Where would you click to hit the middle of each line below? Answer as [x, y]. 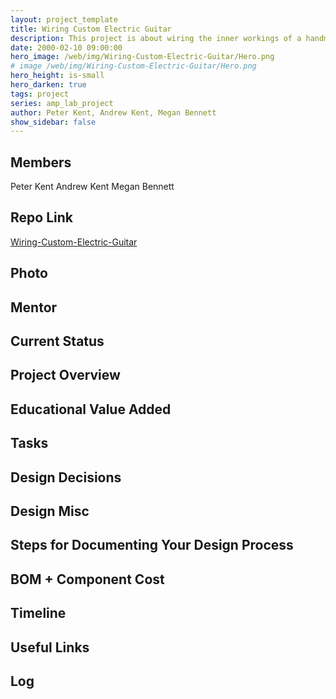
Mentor [34, 307]
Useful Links [50, 647]
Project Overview [65, 375]
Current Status [57, 341]
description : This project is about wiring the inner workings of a [156, 38]
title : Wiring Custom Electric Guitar [91, 29]
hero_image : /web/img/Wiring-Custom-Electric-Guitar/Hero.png [142, 57]
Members [41, 162]
